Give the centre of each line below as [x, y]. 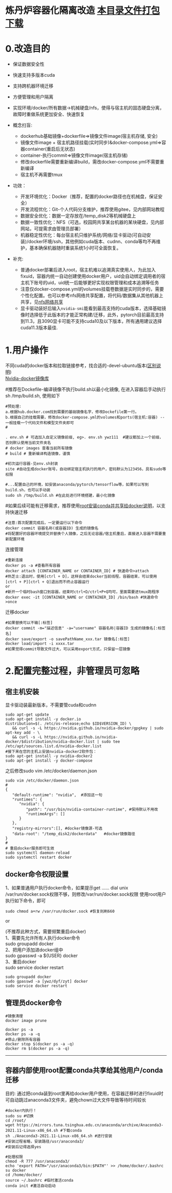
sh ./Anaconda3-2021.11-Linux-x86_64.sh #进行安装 [59, 1136]
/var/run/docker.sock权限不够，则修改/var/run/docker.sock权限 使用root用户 [86, 894]
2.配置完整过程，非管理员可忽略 [72, 671]
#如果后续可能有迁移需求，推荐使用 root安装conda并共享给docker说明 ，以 [83, 506]
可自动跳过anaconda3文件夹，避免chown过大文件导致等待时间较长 [76, 1100]
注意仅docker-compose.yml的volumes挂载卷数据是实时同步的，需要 [92, 289]
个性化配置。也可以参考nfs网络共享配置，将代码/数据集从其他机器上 [92, 296]
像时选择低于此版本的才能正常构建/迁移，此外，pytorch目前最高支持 [92, 315]
